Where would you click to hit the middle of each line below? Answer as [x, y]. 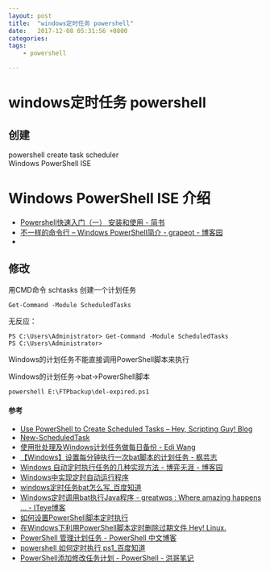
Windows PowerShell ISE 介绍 [110, 199]
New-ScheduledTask [55, 437]
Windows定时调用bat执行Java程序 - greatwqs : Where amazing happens [141, 497]
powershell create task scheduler [64, 155]
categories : [28, 38]
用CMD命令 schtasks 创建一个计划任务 [73, 289]
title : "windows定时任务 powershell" [71, 23]
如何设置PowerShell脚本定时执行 [74, 518]
